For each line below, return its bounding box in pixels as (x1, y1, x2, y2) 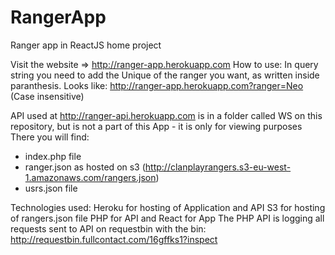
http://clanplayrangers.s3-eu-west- (144, 161, 292, 173)
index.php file (24, 150, 82, 162)
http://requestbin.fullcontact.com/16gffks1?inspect (10, 233, 218, 245)
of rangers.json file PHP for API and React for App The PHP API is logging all (10, 212, 325, 224)
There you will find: (10, 131, 90, 143)
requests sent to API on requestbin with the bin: (10, 222, 207, 235)
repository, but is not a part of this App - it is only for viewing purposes (10, 120, 303, 132)
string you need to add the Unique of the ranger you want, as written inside (10, 69, 320, 81)
